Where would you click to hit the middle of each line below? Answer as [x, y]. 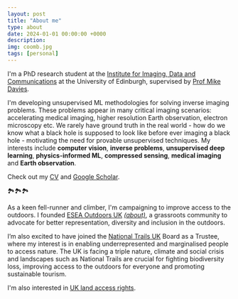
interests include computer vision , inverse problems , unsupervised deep [116, 148]
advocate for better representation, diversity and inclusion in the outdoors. [116, 222]
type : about [25, 27]
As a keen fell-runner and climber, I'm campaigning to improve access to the [119, 207]
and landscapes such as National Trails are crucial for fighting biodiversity [116, 259]
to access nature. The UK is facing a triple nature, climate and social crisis [116, 251]
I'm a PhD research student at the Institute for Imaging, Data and [102, 74]
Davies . [18, 89]
